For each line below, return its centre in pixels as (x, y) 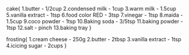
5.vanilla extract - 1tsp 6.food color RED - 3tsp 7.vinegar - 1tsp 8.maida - (94, 15)
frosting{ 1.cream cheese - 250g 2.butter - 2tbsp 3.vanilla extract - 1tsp (94, 39)
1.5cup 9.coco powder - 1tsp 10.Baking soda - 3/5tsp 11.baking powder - (95, 21)
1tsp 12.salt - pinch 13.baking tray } (49, 27)
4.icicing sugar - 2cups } (36, 45)
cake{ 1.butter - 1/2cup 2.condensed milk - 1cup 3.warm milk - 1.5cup (91, 9)
